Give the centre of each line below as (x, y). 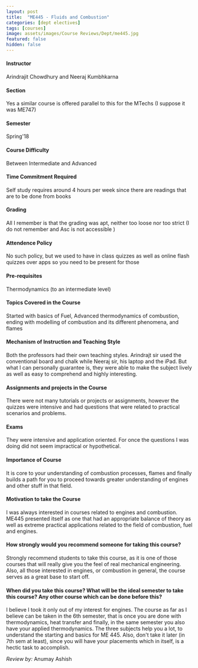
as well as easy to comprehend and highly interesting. (72, 374)
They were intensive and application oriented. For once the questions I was (98, 440)
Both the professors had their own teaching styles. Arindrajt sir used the (94, 355)
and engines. (22, 531)
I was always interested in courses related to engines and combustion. (92, 512)
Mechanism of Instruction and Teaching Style (63, 342)
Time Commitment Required (41, 177)
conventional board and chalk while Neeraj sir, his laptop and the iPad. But (97, 361)
